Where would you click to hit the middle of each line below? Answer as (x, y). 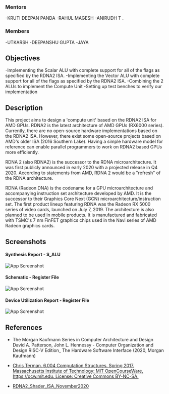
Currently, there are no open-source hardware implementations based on (81, 131)
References (24, 327)
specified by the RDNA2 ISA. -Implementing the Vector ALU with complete (82, 76)
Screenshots (26, 242)
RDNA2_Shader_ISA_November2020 (51, 386)
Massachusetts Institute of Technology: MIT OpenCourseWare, (78, 371)
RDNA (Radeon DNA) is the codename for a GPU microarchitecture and (79, 188)
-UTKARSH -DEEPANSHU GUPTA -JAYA (47, 42)
